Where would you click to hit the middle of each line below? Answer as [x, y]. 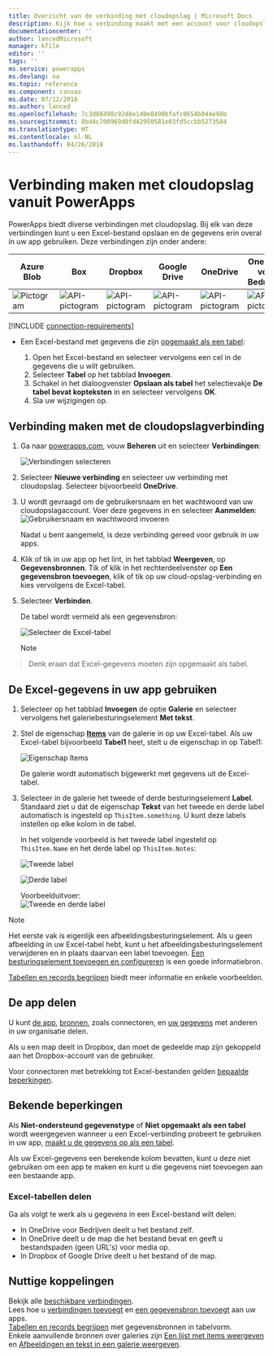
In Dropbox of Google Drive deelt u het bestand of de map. [119, 1255]
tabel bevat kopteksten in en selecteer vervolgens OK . [125, 392]
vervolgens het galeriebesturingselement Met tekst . [107, 718]
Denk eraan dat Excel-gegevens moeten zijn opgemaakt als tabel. [139, 664]
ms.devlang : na [34, 76]
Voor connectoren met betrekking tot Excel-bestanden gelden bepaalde [129, 1071]
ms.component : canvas [45, 91]
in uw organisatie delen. [48, 1031]
